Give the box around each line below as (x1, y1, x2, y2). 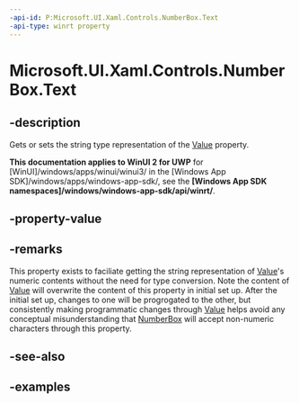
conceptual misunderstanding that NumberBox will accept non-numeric (9, 313, 275, 324)
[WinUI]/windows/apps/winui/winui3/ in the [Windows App (9, 166, 226, 176)
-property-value (9, 210, 102, 226)
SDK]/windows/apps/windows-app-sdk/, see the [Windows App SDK (9, 175, 268, 186)
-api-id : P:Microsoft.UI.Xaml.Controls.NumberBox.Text (9, 13, 219, 22)
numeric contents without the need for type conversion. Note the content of (9, 275, 290, 286)
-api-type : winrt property (9, 22, 110, 31)
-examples (9, 380, 71, 395)
